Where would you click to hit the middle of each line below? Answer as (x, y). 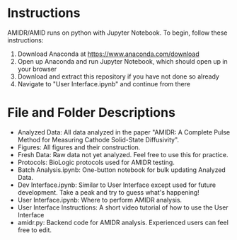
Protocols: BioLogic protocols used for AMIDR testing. (96, 162)
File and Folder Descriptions (91, 113)
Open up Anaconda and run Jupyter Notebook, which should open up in (122, 61)
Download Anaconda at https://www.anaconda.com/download (108, 54)
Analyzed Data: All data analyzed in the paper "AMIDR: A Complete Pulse (124, 132)
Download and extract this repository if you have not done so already (118, 76)
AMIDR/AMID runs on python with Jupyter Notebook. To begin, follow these (117, 33)
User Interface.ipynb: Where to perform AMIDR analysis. (100, 200)
